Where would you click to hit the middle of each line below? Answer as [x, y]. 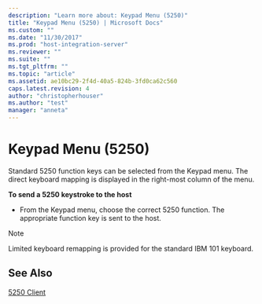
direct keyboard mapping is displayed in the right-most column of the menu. [131, 179]
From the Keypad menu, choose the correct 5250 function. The [122, 210]
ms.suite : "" [30, 60]
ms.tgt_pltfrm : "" [38, 67]
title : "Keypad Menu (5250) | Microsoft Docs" [86, 23]
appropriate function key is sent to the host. [90, 218]
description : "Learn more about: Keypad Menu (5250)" [98, 15]
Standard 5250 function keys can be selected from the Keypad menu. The [128, 170]
